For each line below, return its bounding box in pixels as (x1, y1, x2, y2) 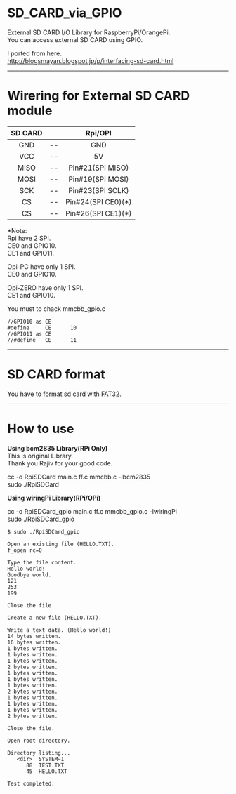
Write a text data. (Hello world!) (7, 626, 112, 633)
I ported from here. (7, 49, 62, 58)
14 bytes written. (7, 633, 61, 640)
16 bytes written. (7, 639, 61, 646)
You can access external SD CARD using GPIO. (7, 35, 143, 44)
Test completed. (7, 780, 55, 787)
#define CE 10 (7, 324, 77, 331)
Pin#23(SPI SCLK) (67, 185, 129, 195)
